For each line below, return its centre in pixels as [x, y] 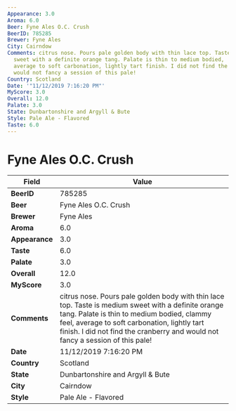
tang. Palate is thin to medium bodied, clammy [136, 314]
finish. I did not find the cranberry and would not [139, 332]
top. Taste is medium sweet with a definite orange [142, 305]
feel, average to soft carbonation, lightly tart [132, 322]
